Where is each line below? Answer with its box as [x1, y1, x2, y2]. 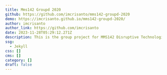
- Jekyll [9, 44, 28, 49]
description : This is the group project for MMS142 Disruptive [5, 35, 139, 40]
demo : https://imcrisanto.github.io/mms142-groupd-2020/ [5, 16, 126, 21]
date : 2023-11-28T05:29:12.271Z [5, 30, 72, 35]
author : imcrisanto [5, 21, 46, 26]
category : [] [5, 58, 32, 63]
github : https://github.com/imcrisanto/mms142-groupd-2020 [5, 12, 130, 17]
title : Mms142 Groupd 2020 [5, 7, 61, 12]
